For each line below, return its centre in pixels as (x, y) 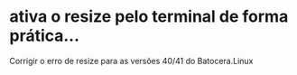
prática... (44, 36)
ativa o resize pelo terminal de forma (149, 17)
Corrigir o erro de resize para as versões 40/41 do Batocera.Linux (131, 61)
